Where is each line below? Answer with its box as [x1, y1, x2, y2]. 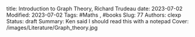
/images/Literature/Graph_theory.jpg [6, 24, 98, 31]
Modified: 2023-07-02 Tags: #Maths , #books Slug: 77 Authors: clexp [6, 11, 182, 18]
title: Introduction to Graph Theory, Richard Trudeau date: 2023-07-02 [6, 5, 183, 12]
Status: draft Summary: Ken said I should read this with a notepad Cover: [6, 18, 189, 24]
